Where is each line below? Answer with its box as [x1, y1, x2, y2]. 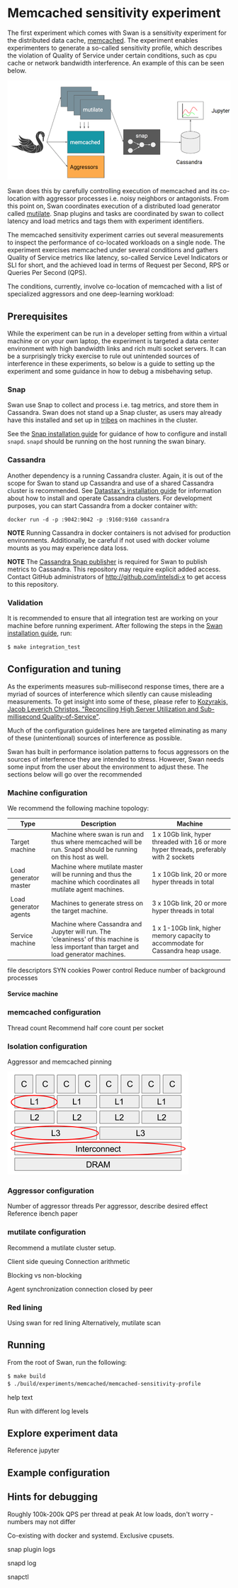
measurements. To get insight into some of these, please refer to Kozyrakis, [7, 697, 228, 706]
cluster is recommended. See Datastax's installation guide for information [7, 486, 222, 495]
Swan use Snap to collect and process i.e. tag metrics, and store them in [7, 401, 219, 409]
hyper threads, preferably [152, 845, 227, 853]
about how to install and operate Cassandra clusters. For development [7, 494, 212, 502]
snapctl [7, 1572, 30, 1581]
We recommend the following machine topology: [7, 804, 149, 812]
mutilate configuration [7, 1227, 86, 1237]
